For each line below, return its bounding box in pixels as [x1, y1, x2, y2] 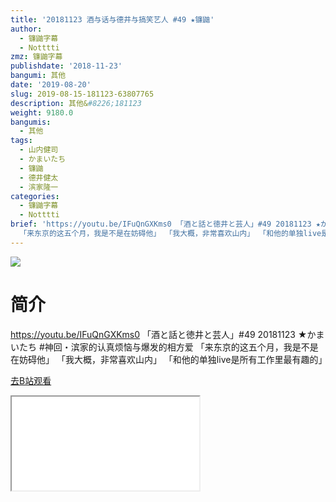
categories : [10, 191, 60, 201]
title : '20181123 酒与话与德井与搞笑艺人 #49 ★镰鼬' [10, 14, 215, 25]
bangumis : [10, 117, 52, 127]
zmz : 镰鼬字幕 [10, 52, 63, 62]
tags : [10, 136, 33, 146]
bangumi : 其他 [10, 71, 67, 81]
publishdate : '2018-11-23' [10, 61, 123, 71]
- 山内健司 [19, 145, 59, 155]
